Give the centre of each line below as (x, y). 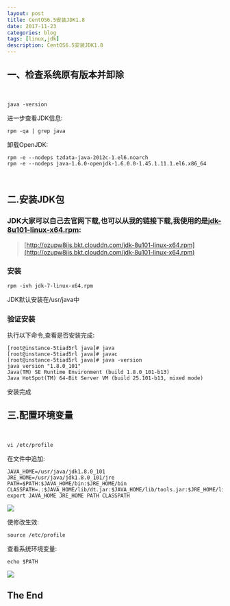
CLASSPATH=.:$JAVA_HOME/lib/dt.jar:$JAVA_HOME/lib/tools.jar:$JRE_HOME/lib (117, 489)
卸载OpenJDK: (28, 144)
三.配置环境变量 (40, 416)
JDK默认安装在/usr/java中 (43, 299)
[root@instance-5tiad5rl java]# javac (62, 354)
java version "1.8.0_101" (44, 366)
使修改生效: (23, 522)
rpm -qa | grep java (37, 131)
